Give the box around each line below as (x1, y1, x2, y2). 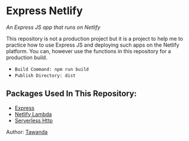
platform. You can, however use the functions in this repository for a (6, 47, 171, 54)
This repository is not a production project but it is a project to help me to (6, 35, 184, 42)
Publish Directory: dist (14, 73, 76, 78)
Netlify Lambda (14, 110, 52, 117)
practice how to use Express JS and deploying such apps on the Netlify (6, 41, 180, 48)
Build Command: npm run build (14, 66, 89, 72)
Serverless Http (14, 117, 53, 124)
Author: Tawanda (6, 128, 48, 135)
